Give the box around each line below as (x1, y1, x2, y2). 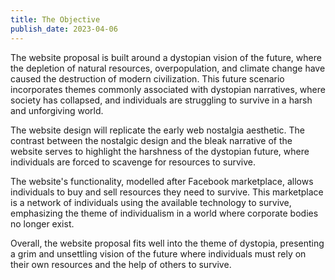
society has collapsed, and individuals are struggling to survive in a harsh (10, 94, 313, 106)
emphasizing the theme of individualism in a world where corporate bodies (10, 207, 319, 219)
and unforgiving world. (10, 104, 104, 116)
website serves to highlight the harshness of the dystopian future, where (10, 145, 310, 157)
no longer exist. (10, 217, 75, 230)
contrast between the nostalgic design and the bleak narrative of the (10, 134, 293, 146)
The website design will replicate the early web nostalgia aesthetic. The (10, 124, 305, 136)
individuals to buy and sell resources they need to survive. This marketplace (10, 186, 324, 198)
